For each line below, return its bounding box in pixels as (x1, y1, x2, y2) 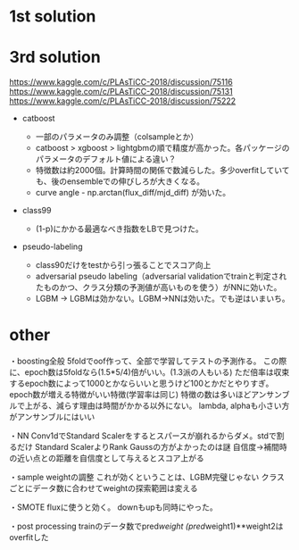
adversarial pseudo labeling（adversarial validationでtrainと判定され (35, 271, 287, 282)
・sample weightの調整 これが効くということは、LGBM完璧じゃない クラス (9, 471, 286, 483)
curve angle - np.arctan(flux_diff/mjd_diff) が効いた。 (35, 187, 231, 198)
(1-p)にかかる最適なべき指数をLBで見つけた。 (35, 223, 203, 234)
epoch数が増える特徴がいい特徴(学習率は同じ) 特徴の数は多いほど (9, 389, 252, 400)
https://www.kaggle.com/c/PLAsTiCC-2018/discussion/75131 (9, 87, 234, 97)
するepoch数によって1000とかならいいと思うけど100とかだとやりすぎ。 (9, 378, 274, 389)
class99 (21, 205, 52, 216)
